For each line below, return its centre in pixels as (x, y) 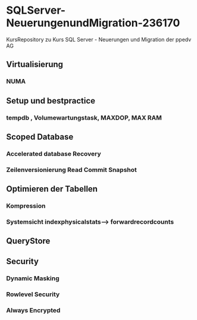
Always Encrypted (33, 310)
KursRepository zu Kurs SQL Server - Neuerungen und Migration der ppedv (99, 39)
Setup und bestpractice (51, 101)
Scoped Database (40, 137)
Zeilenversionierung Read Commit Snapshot (71, 170)
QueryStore (28, 241)
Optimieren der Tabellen (52, 189)
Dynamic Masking (33, 278)
